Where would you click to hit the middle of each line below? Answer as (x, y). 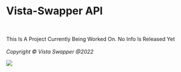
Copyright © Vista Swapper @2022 (50, 51)
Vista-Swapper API (54, 11)
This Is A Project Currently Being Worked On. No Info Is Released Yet (90, 39)
